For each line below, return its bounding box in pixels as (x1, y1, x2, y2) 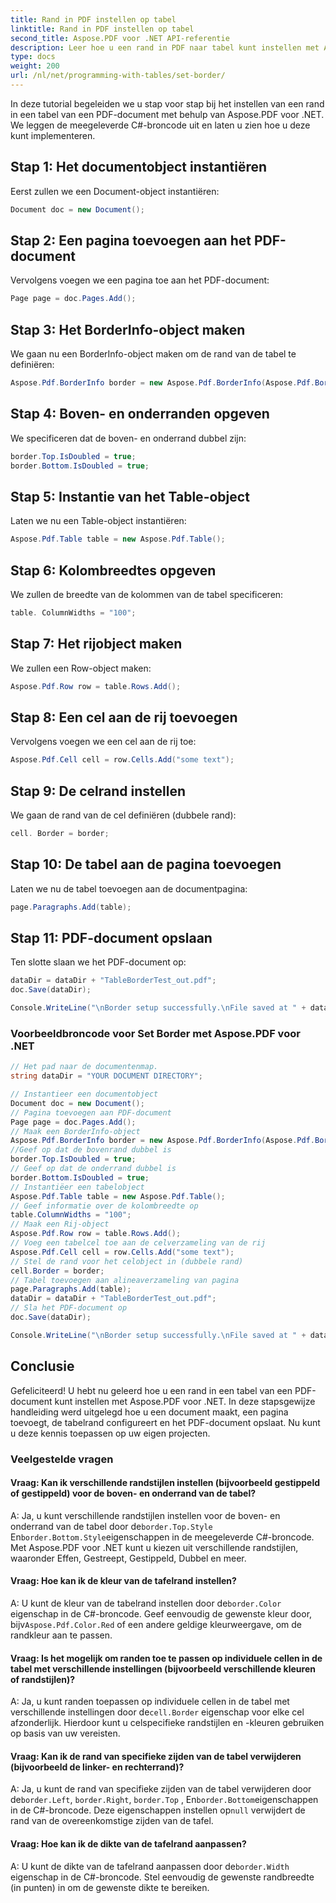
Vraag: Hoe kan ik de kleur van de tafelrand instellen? (10, 1575, 237, 1587)
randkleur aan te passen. (10, 1629, 113, 1641)
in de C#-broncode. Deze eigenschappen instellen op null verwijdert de (10, 1804, 306, 1816)
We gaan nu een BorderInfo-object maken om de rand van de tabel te (10, 348, 297, 360)
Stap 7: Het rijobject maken (10, 636, 183, 653)
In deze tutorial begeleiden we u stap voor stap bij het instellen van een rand (10, 97, 325, 110)
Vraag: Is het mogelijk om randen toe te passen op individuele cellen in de (10, 1652, 323, 1664)
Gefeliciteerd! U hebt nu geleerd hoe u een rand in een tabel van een (10, 1384, 293, 1396)
